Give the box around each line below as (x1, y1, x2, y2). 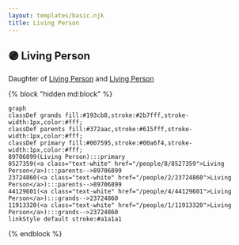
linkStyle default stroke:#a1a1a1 (8, 215, 123, 224)
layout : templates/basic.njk (8, 11, 104, 20)
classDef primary (8, 139, 66, 147)
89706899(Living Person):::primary (8, 153, 126, 161)
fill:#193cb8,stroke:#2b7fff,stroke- (64, 111, 190, 119)
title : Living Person (8, 19, 80, 27)
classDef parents (8, 126, 66, 134)
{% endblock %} (8, 229, 63, 239)
